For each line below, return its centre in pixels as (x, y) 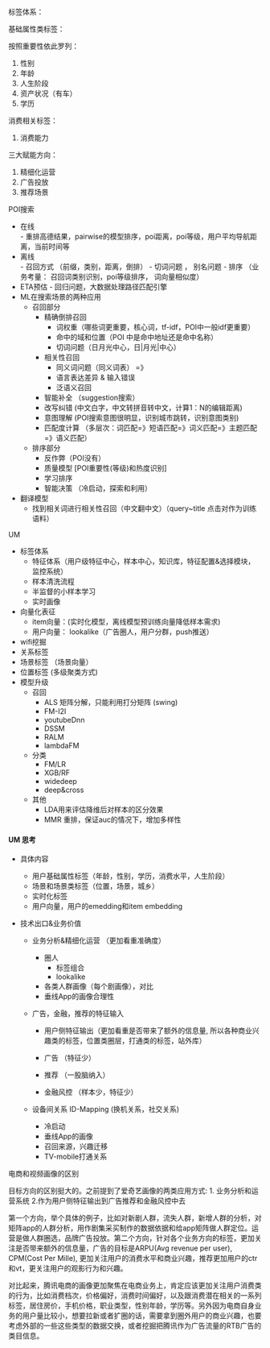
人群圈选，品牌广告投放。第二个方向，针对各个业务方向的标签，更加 (142, 1238)
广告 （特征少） (70, 1058)
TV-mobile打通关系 (75, 1157)
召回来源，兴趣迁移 (76, 1147)
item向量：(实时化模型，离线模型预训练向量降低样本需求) (126, 622)
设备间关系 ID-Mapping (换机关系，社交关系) (105, 1110)
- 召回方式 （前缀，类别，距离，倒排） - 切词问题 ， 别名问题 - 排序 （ (136, 267)
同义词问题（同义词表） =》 (102, 367)
